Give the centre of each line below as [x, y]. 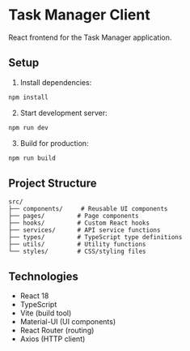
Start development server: [63, 113]
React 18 [34, 296]
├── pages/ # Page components [74, 216]
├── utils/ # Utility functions [78, 245]
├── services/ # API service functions [84, 230]
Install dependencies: [56, 82]
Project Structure [53, 183]
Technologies [44, 276]
